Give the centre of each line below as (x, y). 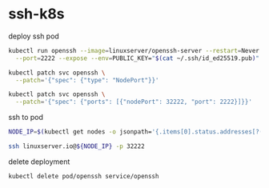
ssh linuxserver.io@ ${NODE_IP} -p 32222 (77, 146)
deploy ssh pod (34, 36)
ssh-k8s (37, 14)
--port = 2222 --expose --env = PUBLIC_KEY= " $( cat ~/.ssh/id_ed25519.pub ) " (138, 58)
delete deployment (39, 162)
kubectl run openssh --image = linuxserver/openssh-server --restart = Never (134, 50)
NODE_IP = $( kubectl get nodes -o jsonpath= (80, 132)
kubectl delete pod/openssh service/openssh (84, 176)
